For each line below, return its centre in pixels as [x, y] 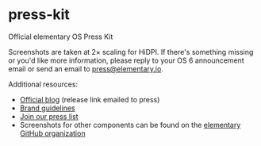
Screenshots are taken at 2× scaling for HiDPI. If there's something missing [131, 52]
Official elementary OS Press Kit [61, 36]
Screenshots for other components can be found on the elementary [130, 125]
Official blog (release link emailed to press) [90, 99]
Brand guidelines [47, 108]
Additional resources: [43, 84]
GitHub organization [52, 133]
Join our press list [49, 116]
